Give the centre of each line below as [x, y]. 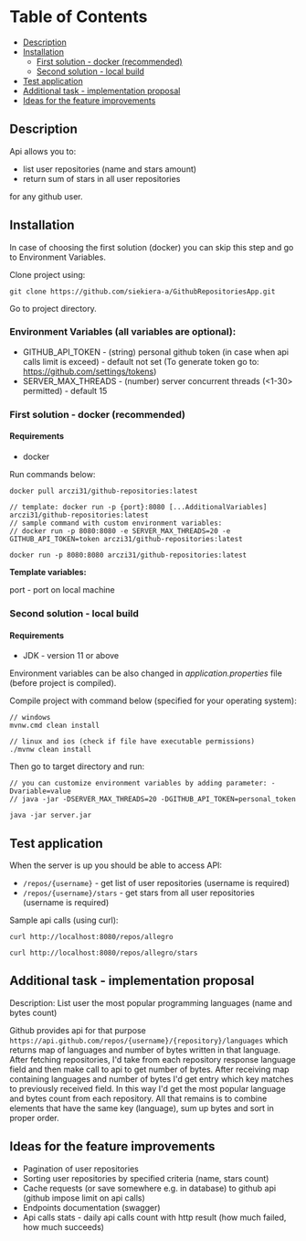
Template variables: [48, 572]
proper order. [34, 1118]
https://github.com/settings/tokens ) [90, 371]
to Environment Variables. [58, 257]
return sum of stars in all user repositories [101, 178]
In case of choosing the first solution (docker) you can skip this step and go [152, 247]
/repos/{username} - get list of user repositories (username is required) [156, 883]
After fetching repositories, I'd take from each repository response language [153, 1059]
